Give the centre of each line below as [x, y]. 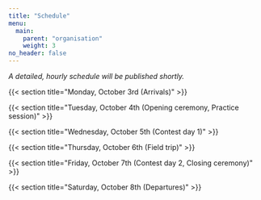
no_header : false [38, 53]
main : [25, 31]
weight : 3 [40, 46]
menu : [17, 23]
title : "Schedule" [39, 16]
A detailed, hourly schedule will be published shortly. [96, 76]
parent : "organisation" [63, 38]
